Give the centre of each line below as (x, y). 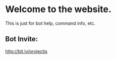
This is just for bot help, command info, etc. (50, 23)
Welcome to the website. (59, 9)
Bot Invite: (22, 39)
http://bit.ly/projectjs (26, 51)
